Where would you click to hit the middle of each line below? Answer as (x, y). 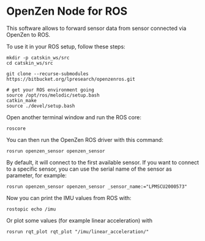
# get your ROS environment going (50, 90)
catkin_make (21, 100)
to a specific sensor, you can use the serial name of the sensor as (89, 169)
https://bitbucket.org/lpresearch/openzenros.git (71, 79)
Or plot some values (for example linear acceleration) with (80, 220)
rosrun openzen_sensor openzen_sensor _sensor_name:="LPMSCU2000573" (97, 187)
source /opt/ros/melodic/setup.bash (53, 95)
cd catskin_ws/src (30, 63)
